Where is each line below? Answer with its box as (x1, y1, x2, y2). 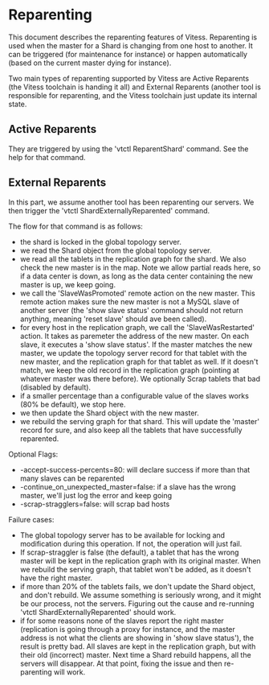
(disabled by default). (19, 382, 91, 392)
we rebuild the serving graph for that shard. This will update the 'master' (19, 416, 259, 426)
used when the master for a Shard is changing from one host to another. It (8, 40, 253, 50)
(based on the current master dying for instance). (8, 58, 172, 68)
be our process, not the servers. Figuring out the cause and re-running (19, 598, 255, 609)
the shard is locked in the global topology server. (19, 237, 182, 246)
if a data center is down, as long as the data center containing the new (19, 271, 254, 281)
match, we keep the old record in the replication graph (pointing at (19, 365, 239, 375)
